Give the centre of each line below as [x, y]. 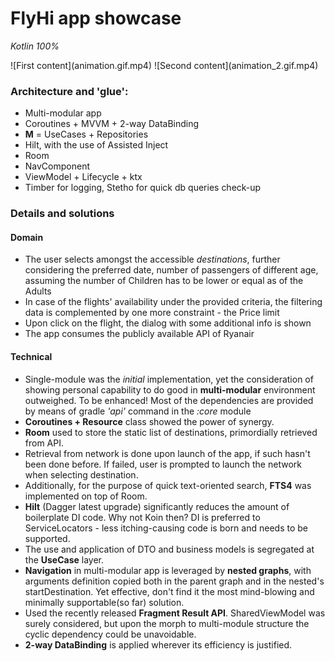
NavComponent [57, 166]
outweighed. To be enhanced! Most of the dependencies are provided [169, 400]
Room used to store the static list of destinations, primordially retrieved [171, 432]
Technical [31, 356]
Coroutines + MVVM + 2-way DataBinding [112, 124]
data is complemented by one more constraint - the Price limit [152, 313]
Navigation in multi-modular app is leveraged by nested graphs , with [168, 570]
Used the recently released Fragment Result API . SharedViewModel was [175, 613]
